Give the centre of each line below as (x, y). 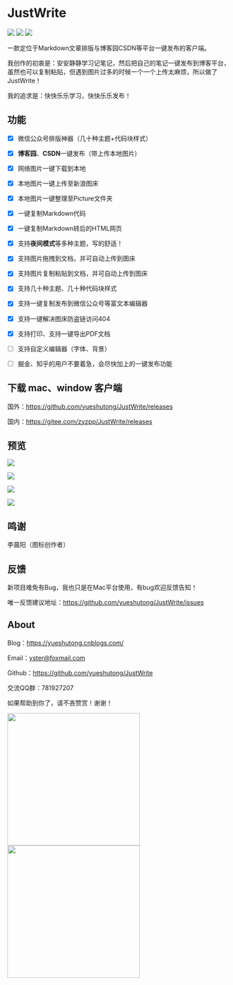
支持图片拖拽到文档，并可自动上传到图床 (76, 258)
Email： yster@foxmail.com (47, 658)
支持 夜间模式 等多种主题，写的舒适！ (70, 243)
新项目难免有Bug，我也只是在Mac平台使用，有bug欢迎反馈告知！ (102, 587)
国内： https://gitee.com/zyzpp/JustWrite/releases (80, 421)
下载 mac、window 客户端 (65, 388)
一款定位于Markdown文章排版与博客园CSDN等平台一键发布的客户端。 (109, 48)
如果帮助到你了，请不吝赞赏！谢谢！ (60, 703)
